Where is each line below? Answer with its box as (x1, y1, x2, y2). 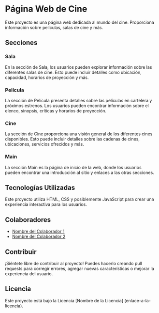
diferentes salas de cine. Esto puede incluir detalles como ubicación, (5, 69, 142, 75)
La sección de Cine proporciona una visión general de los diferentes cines (5, 131, 153, 137)
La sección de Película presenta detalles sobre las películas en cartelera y (5, 97, 152, 103)
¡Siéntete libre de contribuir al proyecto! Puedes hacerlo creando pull (5, 260, 143, 266)
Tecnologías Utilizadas (5, 183, 75, 192)
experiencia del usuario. (5, 270, 53, 277)
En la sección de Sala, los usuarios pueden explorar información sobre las (5, 64, 152, 70)
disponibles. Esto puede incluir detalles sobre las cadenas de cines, (5, 136, 140, 142)
